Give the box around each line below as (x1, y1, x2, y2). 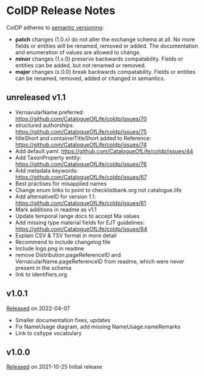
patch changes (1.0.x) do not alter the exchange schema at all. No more (15, 35, 195, 43)
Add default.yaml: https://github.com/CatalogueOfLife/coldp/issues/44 (15, 147, 194, 154)
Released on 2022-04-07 (6, 305, 70, 312)
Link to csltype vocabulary (15, 329, 82, 336)
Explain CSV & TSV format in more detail (15, 231, 117, 239)
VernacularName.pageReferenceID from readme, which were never (15, 258, 185, 265)
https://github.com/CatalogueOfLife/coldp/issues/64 (15, 225, 148, 233)
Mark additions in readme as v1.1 (15, 206, 97, 213)
